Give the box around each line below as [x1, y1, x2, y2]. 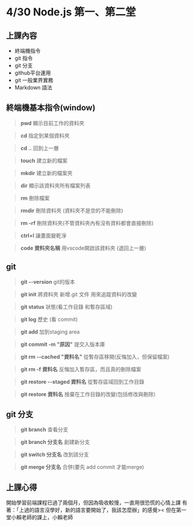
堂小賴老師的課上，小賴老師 [6, 514, 73, 521]
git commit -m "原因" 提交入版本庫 [20, 340, 106, 347]
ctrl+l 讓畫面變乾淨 [20, 232, 67, 239]
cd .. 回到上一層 [20, 145, 59, 152]
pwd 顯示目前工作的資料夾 [20, 119, 84, 126]
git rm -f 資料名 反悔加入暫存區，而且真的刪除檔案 [20, 366, 142, 373]
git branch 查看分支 [20, 426, 69, 433]
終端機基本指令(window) [6, 103, 96, 113]
